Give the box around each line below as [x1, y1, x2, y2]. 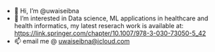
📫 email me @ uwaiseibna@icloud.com [13, 37, 130, 45]
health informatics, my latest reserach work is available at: [13, 22, 184, 30]
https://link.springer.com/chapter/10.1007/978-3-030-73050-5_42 [13, 29, 207, 37]
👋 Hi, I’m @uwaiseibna [13, 7, 80, 15]
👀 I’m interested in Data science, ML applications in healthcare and [13, 14, 209, 22]
